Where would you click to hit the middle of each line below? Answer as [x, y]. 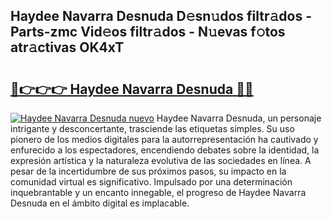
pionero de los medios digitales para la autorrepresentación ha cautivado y [164, 139]
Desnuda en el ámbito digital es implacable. [100, 203]
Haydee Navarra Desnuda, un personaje [239, 118]
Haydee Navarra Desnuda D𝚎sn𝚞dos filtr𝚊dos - [161, 16]
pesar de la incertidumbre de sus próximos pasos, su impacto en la [148, 171]
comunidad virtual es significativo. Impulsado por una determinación [151, 182]
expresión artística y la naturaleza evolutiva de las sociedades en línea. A [161, 160]
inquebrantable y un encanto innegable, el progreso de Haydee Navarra [158, 192]
